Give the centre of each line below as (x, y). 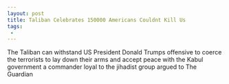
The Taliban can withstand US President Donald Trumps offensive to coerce (115, 52)
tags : (15, 26)
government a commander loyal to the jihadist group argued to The (102, 67)
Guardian (20, 74)
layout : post (26, 13)
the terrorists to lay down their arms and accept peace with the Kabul (105, 60)
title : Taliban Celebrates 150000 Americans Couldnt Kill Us (97, 20)
